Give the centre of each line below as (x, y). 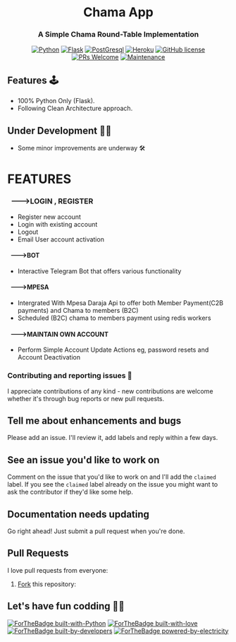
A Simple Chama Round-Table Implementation (118, 35)
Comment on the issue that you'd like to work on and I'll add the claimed (112, 477)
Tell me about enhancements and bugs (94, 421)
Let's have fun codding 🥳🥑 (66, 606)
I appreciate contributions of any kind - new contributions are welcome (110, 391)
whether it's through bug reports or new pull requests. (86, 398)
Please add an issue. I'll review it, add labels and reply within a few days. (113, 438)
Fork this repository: (46, 584)
